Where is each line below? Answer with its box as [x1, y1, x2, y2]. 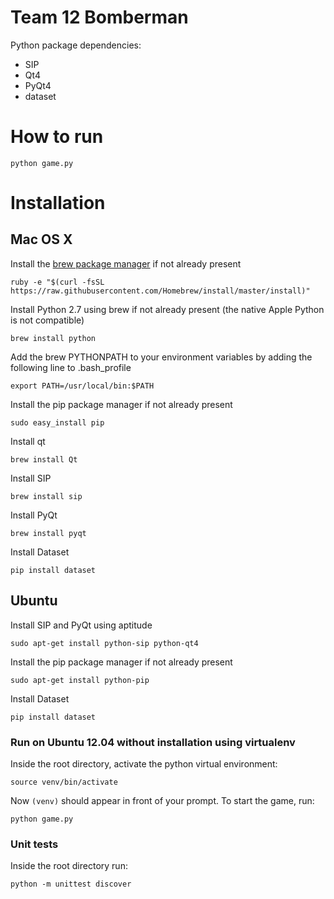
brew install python [10, 333, 97, 343]
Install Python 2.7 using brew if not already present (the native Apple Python [10, 303, 325, 315]
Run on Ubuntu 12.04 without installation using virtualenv [10, 735, 296, 749]
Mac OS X [10, 231, 73, 248]
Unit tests [10, 837, 59, 851]
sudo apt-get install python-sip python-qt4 [10, 638, 199, 648]
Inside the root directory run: [10, 860, 128, 872]
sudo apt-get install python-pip [10, 675, 150, 685]
